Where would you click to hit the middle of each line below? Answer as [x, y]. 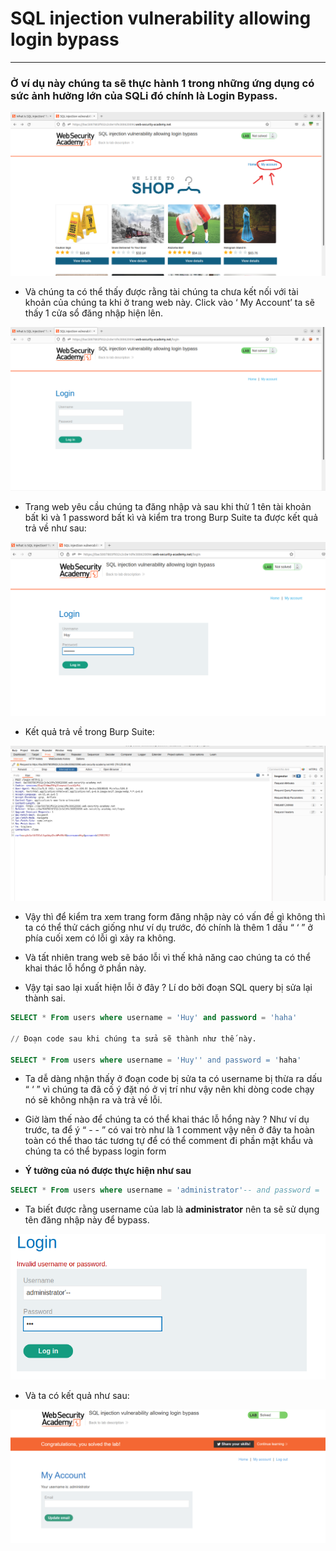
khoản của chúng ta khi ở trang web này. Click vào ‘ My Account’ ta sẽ [169, 302]
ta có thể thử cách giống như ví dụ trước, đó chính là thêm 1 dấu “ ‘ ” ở [168, 928]
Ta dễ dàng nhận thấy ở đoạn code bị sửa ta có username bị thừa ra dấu [173, 1079]
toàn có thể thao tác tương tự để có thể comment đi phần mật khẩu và [169, 1141]
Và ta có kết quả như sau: [77, 1396]
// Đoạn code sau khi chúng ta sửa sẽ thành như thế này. [133, 1038]
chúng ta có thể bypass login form [95, 1151]
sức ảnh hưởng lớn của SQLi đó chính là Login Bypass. [144, 95]
